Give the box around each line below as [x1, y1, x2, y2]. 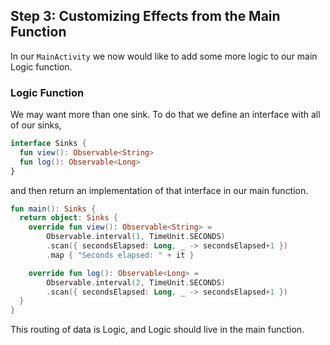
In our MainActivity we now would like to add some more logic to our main [10, 50, 318, 62]
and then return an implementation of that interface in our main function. [10, 184, 309, 196]
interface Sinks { [10, 139, 87, 149]
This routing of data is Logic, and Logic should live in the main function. [10, 324, 305, 336]
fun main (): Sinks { [10, 204, 97, 214]
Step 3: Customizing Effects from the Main [10, 8, 281, 25]
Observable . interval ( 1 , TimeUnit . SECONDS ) [46, 232, 226, 242]
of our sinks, [10, 119, 62, 131]
